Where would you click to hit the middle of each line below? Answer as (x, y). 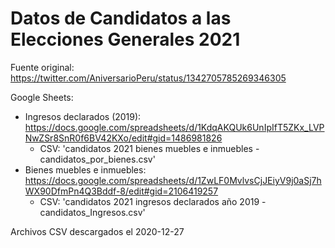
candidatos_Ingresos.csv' (92, 212)
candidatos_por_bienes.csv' (97, 159)
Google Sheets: (42, 97)
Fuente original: (42, 67)
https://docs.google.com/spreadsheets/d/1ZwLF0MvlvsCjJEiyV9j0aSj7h (173, 180)
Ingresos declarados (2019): (83, 116)
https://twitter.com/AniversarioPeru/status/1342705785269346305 (148, 78)
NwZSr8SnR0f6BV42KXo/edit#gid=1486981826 (123, 138)
